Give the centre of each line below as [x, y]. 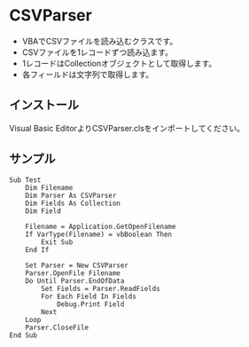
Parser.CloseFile [57, 327]
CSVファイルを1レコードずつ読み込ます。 [97, 52]
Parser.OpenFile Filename [73, 273]
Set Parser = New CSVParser [77, 265]
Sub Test [25, 180]
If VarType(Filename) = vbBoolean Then [99, 234]
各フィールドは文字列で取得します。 [88, 74]
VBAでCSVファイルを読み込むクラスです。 [100, 41]
